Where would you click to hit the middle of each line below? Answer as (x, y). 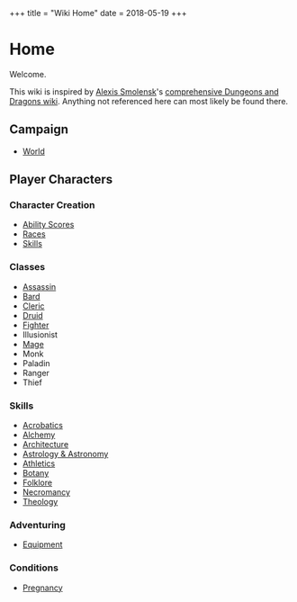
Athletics (39, 463)
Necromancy (46, 492)
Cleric (33, 306)
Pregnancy (42, 588)
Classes (27, 267)
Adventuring (37, 525)
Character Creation (52, 205)
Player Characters (61, 180)
